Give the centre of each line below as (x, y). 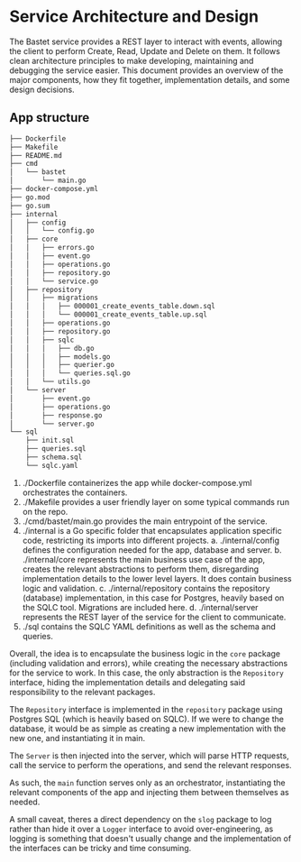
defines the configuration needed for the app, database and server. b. (152, 550)
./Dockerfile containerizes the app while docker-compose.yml (137, 482)
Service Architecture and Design (134, 17)
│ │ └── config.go (52, 231)
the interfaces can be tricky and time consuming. (100, 848)
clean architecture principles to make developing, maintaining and (132, 60)
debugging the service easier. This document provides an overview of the (146, 70)
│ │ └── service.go (54, 281)
